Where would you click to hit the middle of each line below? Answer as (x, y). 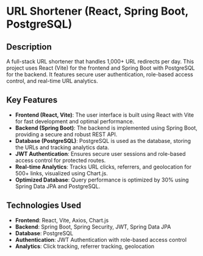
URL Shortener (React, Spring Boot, (98, 11)
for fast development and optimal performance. (75, 121)
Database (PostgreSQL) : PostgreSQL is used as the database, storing (103, 141)
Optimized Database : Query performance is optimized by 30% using (102, 180)
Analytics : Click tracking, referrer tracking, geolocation (85, 246)
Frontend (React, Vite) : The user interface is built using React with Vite (104, 115)
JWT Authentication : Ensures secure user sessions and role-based (100, 153)
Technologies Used (44, 206)
